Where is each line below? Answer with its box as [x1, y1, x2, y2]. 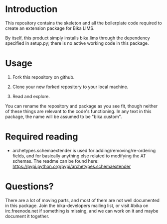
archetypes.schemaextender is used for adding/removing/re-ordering [12, 147, 156, 153]
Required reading [5, 131, 78, 142]
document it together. [5, 213, 50, 219]
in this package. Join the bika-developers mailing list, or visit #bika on [5, 203, 149, 209]
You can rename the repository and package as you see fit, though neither [5, 103, 158, 109]
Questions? [5, 181, 54, 192]
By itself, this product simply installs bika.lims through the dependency [5, 35, 151, 41]
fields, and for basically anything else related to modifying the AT [12, 153, 146, 159]
